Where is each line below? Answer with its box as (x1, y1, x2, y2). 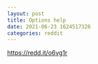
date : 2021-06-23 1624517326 (7, 23, 91, 30)
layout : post (7, 10, 45, 17)
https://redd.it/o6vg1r (7, 49, 68, 57)
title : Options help (7, 17, 67, 24)
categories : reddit (7, 29, 63, 37)
